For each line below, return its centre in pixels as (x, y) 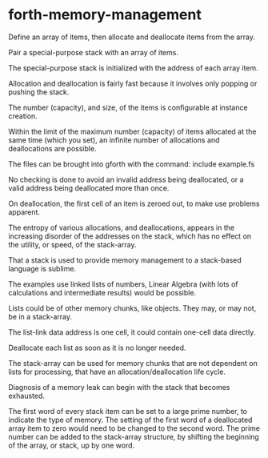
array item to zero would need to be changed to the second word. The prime (134, 428)
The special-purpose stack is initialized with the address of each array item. (133, 68)
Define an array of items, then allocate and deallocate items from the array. (132, 37)
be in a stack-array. (40, 316)
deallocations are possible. (53, 148)
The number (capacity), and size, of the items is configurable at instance (128, 107)
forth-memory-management (105, 15)
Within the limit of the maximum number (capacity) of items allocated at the (133, 131)
